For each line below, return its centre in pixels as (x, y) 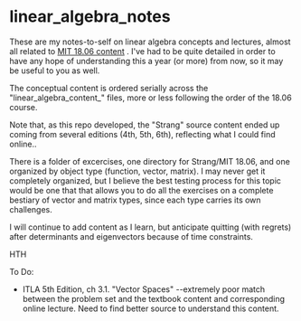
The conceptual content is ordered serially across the (109, 88)
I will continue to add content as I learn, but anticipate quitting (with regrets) (150, 227)
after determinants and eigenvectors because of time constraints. (131, 236)
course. (24, 107)
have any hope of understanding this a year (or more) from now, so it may (146, 61)
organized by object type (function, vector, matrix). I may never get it (137, 171)
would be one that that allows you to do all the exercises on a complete (141, 190)
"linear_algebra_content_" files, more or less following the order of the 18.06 (150, 98)
